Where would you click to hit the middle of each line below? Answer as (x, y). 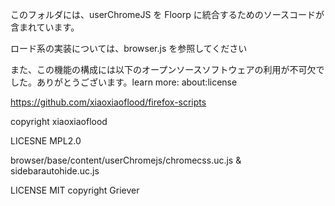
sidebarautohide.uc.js (55, 171)
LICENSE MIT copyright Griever (75, 190)
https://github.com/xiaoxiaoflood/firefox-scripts (108, 102)
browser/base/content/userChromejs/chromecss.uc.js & (126, 160)
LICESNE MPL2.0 (46, 141)
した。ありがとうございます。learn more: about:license (124, 82)
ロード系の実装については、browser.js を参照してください (129, 48)
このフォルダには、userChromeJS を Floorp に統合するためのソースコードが (167, 14)
